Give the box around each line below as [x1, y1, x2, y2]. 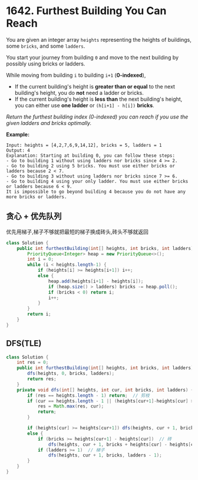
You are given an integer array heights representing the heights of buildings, [6, 36, 192, 43]
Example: [6, 131, 30, 138]
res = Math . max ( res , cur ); [37, 403, 104, 409]
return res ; [27, 376, 57, 382]
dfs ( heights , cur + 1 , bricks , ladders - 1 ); [48, 452, 162, 458]
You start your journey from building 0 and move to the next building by [6, 54, 179, 61]
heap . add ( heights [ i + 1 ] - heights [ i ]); [48, 278, 144, 284]
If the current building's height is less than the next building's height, [14, 96, 183, 103]
